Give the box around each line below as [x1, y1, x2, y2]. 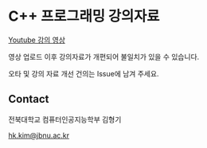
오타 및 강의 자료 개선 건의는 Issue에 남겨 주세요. [8, 68, 159, 78]
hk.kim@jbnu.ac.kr [8, 130, 70, 140]
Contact [8, 92, 49, 106]
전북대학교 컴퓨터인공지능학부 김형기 [8, 115, 122, 124]
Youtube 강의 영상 [8, 35, 66, 45]
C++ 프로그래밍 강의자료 [8, 7, 160, 25]
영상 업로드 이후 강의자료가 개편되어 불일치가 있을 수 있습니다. [8, 52, 200, 61]
